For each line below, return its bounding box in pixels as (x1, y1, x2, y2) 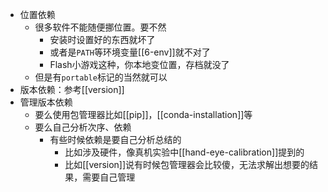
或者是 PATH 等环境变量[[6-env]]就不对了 (49, 46, 211, 58)
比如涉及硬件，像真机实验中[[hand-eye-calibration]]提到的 (64, 146, 305, 158)
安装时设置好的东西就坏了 (49, 34, 156, 45)
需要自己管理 (82, 171, 136, 183)
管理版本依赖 (19, 96, 73, 108)
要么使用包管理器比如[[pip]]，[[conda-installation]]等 (34, 109, 253, 120)
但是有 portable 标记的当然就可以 (34, 71, 168, 83)
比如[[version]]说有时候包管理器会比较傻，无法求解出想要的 (64, 159, 310, 170)
